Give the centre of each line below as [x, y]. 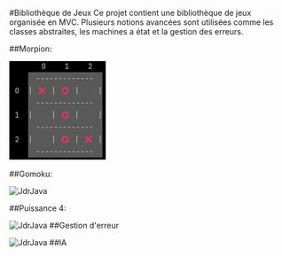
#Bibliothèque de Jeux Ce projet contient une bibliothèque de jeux [130, 13]
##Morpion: [31, 49]
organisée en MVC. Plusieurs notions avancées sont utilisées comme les [141, 22]
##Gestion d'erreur [84, 225]
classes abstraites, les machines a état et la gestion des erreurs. [126, 31]
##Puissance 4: [38, 208]
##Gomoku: [31, 174]
